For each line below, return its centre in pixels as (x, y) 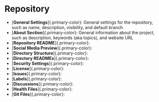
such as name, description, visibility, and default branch (67, 27)
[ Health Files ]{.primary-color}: (42, 89)
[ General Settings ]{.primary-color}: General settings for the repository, (82, 22)
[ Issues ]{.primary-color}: (36, 73)
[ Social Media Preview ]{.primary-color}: (52, 48)
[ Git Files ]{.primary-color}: (38, 94)
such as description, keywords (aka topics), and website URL (72, 38)
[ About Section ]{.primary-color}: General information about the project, (83, 32)
